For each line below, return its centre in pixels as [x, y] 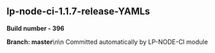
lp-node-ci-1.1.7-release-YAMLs [78, 12]
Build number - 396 [35, 28]
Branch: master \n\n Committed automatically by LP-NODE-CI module [107, 42]
